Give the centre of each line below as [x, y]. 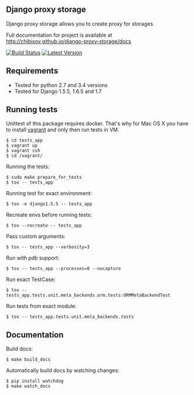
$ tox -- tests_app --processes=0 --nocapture [64, 269]
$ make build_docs [28, 360]
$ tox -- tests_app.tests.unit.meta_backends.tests [70, 317]
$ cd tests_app [24, 141]
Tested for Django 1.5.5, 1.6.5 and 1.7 [58, 91]
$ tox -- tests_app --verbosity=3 [48, 247]
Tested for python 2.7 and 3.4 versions [61, 85]
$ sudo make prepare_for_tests [44, 178]
